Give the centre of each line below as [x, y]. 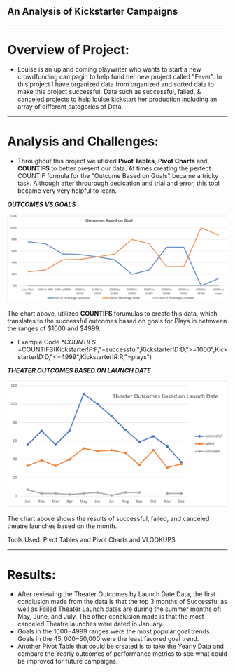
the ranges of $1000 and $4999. [54, 328]
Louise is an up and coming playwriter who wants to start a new [109, 69]
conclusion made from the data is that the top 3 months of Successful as [122, 602]
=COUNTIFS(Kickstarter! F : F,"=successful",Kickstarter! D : [99, 349]
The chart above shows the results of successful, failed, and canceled [108, 519]
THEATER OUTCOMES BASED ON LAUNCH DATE [79, 370]
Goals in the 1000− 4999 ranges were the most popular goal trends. [114, 631]
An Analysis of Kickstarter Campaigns [93, 12]
